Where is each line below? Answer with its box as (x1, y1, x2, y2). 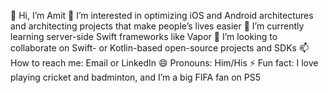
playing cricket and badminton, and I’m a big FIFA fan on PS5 (10, 71, 262, 83)
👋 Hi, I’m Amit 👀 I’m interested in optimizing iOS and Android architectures (10, 10, 314, 21)
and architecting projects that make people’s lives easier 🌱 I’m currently (10, 20, 305, 32)
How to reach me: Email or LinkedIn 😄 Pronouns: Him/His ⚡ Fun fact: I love (10, 57, 319, 69)
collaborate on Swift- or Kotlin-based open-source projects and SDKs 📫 (10, 42, 309, 54)
